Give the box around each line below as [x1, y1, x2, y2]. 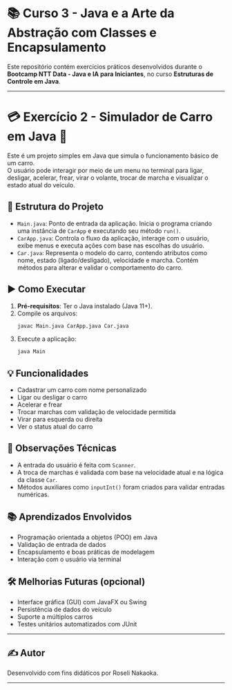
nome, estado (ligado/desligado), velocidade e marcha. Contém [17, 256, 199, 264]
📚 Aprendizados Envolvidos [7, 511, 133, 523]
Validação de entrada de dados [17, 540, 106, 548]
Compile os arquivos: [17, 309, 78, 317]
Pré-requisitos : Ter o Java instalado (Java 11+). [17, 301, 153, 310]
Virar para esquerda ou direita [17, 416, 103, 424]
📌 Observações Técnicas [7, 442, 117, 454]
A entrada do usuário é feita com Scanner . [17, 460, 136, 469]
